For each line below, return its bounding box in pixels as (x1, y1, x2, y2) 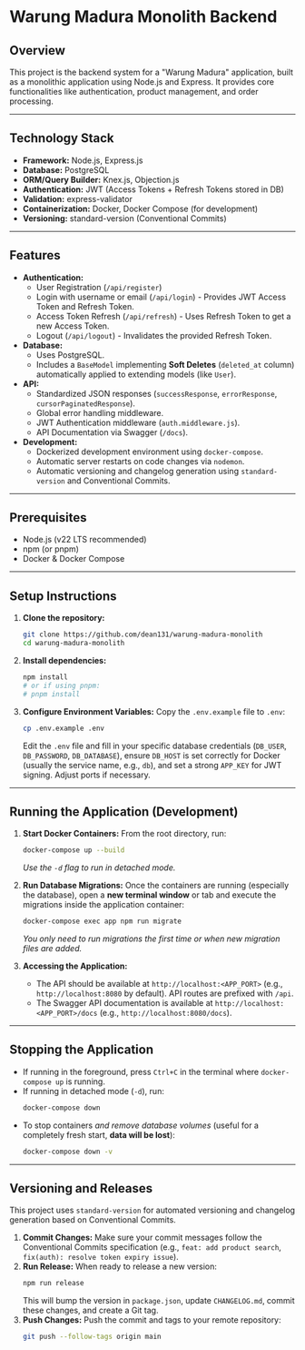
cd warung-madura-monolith (22, 639, 125, 648)
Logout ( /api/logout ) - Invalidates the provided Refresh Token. (35, 330, 272, 340)
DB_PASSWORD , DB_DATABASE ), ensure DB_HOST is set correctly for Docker (22, 749, 281, 761)
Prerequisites (9, 510, 87, 525)
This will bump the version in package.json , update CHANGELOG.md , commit (22, 1295, 295, 1306)
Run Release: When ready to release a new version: (22, 1261, 218, 1272)
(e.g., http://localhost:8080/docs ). (99, 1008, 232, 1019)
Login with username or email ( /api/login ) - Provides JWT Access (35, 291, 287, 302)
